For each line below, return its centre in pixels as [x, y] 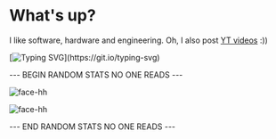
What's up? [53, 16]
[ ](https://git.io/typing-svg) [85, 57]
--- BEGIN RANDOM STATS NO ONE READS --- [96, 74]
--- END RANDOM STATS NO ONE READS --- [93, 127]
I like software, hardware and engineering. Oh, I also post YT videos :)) [139, 40]
